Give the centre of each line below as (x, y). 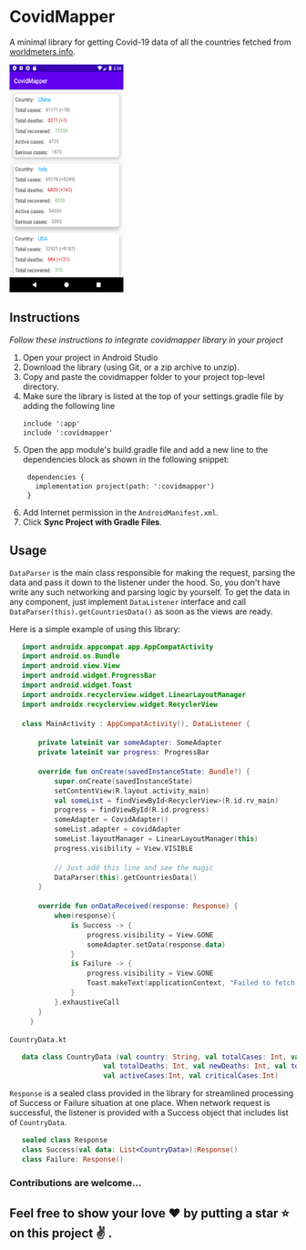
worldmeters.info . (42, 51)
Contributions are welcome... (76, 1183)
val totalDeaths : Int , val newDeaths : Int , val (195, 1066)
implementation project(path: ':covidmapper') (125, 486)
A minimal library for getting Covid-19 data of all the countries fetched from (150, 42)
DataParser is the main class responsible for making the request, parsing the (153, 572)
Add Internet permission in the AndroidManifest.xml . (120, 512)
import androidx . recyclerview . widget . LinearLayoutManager (134, 694)
